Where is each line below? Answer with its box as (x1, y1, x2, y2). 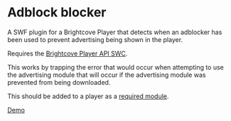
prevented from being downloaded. (7, 78, 111, 86)
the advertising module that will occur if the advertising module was (7, 70, 206, 79)
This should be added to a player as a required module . (7, 92, 169, 100)
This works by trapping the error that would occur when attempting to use (7, 63, 224, 71)
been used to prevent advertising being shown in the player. (7, 35, 183, 43)
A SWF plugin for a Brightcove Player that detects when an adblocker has (7, 28, 222, 36)
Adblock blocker (7, 4, 107, 21)
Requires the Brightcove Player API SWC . (7, 49, 128, 58)
